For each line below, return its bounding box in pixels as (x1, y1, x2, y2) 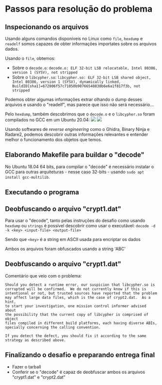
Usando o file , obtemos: (5, 55, 56, 61)
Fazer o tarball (12, 364, 41, 369)
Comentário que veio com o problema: (5, 273, 82, 278)
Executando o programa (5, 188, 79, 197)
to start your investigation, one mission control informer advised (5, 303, 146, 309)
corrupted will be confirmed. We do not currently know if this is (5, 286, 146, 292)
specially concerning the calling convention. (5, 325, 101, 330)
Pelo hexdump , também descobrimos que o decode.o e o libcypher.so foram (5, 111, 155, 117)
